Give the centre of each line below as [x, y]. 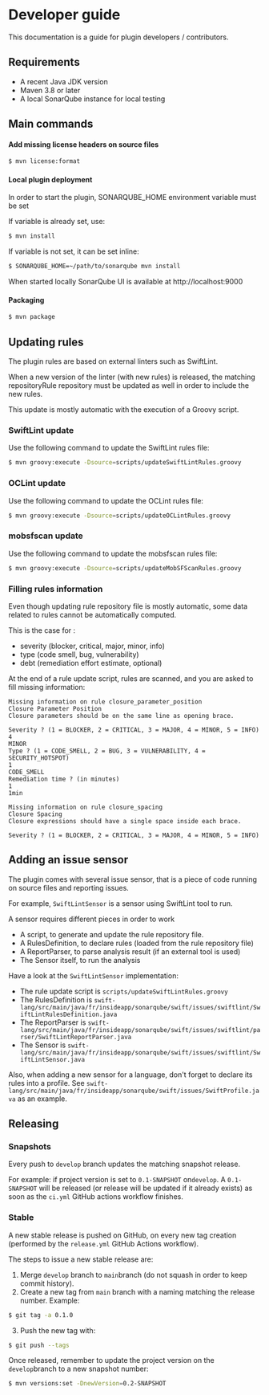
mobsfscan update [46, 536]
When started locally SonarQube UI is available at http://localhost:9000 [126, 282]
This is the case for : [42, 630]
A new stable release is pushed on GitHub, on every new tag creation [122, 1235]
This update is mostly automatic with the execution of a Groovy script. [124, 410]
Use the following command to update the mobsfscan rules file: [113, 553]
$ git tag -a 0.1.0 [41, 1315]
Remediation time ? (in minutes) [64, 779]
